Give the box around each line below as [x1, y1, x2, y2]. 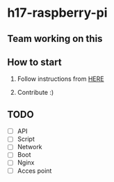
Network [17, 143, 43, 151]
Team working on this [7, 33, 103, 45]
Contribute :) [17, 89, 54, 97]
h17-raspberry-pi [7, 5, 108, 21]
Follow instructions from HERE [17, 75, 104, 83]
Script [17, 135, 35, 144]
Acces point [17, 166, 52, 175]
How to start [7, 56, 62, 68]
